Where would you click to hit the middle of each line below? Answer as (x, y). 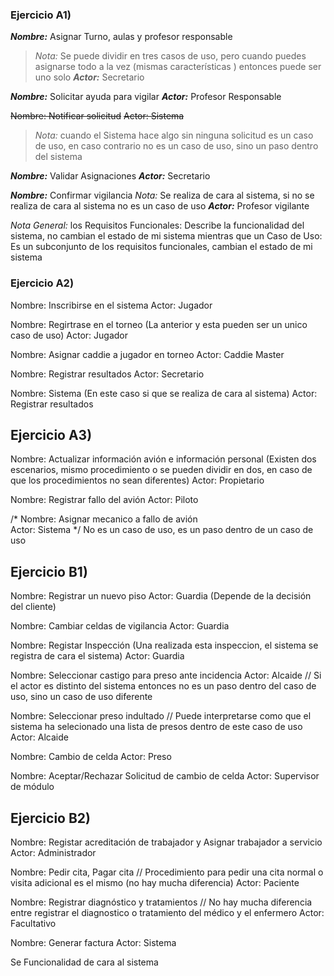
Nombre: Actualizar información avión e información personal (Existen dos (163, 459)
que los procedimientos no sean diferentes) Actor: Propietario (137, 480)
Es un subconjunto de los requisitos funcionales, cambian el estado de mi (161, 247)
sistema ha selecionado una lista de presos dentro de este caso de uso (156, 727)
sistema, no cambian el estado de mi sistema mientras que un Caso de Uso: (166, 236)
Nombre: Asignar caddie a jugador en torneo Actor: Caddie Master (147, 354)
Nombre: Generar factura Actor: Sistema (93, 943)
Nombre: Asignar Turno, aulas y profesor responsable (121, 37)
